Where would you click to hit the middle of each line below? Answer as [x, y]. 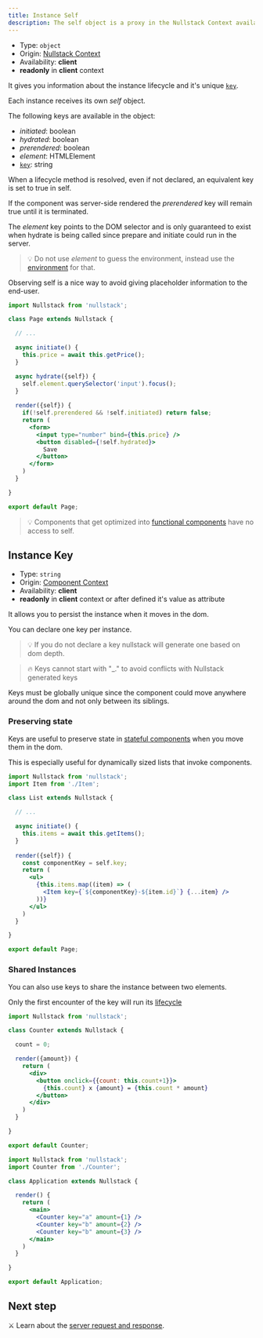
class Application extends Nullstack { [73, 1181]
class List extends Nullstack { [61, 798]
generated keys [52, 678]
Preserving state [40, 721]
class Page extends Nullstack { [61, 319]
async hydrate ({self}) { [56, 376]
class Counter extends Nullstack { [66, 1030]
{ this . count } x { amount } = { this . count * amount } [126, 1088]
